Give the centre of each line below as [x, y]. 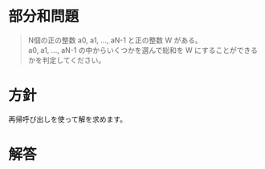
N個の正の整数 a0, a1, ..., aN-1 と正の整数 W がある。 [115, 40]
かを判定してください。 [67, 60]
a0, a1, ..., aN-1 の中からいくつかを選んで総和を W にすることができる [143, 50]
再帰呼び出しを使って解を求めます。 [67, 119]
